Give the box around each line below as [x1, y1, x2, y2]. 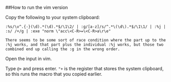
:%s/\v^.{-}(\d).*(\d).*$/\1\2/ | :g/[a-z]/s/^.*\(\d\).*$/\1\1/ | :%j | [5, 24, 166, 29]
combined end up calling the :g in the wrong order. [5, 47, 120, 52]
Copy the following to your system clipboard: [5, 14, 100, 20]
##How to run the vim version [5, 5, 68, 10]
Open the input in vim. [5, 56, 52, 61]
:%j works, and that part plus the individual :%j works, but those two [5, 42, 164, 47]
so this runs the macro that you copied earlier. [5, 71, 102, 77]
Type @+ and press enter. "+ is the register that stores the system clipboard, [5, 66, 164, 71]
